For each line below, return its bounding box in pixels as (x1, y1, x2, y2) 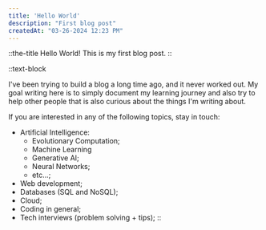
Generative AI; (31, 153, 80, 163)
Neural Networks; (31, 162, 91, 171)
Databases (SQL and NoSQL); (19, 188, 119, 197)
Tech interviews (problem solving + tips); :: (19, 213, 162, 223)
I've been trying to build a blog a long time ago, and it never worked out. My (8, 79, 259, 89)
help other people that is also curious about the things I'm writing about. (8, 97, 247, 107)
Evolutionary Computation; (31, 136, 120, 146)
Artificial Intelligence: (19, 127, 91, 137)
